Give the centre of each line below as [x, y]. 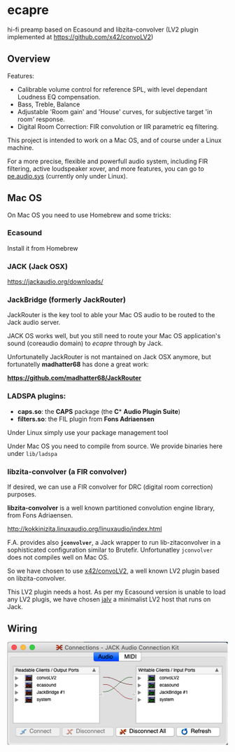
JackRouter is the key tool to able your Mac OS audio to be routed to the [111, 315]
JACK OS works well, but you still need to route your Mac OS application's [114, 336]
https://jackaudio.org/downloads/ [55, 281]
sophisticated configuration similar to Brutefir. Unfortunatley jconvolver [110, 550]
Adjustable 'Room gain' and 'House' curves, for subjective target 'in [115, 111]
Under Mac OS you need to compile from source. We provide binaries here [115, 446]
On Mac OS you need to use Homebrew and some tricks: [89, 215]
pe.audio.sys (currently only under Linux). [67, 176]
